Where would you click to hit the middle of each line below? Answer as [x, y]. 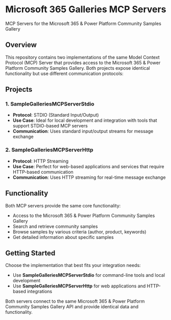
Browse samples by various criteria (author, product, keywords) [79, 232]
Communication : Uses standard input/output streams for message [83, 131]
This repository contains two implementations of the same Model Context [82, 57]
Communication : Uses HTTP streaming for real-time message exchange [89, 177]
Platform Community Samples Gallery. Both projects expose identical [78, 68]
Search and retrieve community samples [55, 226]
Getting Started [30, 253]
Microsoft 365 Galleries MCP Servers [86, 9]
